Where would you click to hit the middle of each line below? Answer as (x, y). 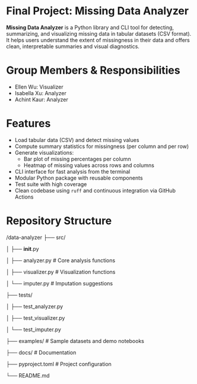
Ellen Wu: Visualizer (39, 87)
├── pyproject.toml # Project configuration (59, 364)
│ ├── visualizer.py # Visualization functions (61, 272)
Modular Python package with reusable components (79, 178)
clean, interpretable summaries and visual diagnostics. (73, 46)
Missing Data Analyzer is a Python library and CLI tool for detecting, (90, 27)
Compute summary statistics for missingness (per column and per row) (102, 146)
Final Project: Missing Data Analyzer (97, 11)
